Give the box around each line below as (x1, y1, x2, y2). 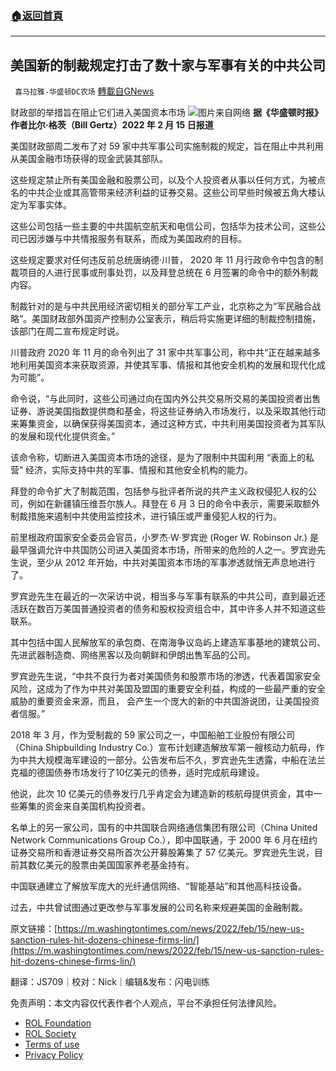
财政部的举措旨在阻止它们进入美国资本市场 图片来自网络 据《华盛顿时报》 (10, 107, 323, 119)
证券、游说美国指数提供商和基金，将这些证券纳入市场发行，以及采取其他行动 (10, 405, 326, 417)
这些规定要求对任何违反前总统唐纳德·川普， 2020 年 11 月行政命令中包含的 (10, 254, 315, 266)
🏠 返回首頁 (10, 8, 64, 22)
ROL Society (24, 1028, 77, 1040)
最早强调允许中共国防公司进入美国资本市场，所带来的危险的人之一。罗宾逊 (10, 544, 317, 556)
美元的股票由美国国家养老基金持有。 (44, 859, 195, 871)
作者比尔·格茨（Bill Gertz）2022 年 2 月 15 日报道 (10, 119, 214, 131)
